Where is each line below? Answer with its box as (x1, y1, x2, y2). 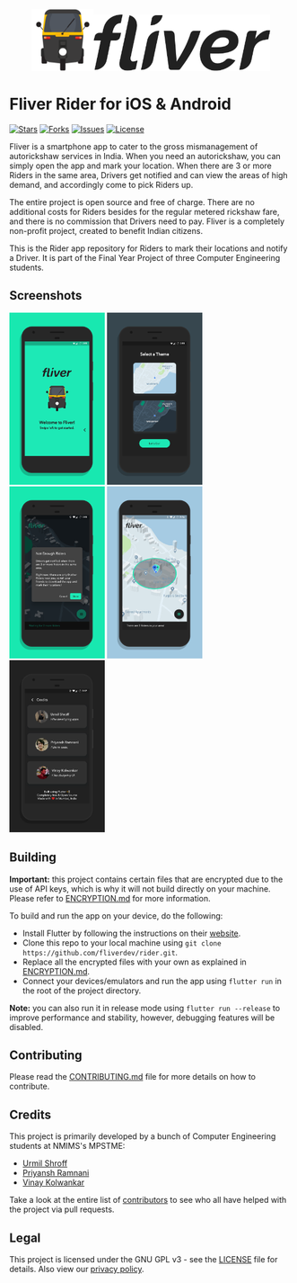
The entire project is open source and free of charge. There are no (9, 196, 256, 207)
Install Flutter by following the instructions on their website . (22, 928, 241, 938)
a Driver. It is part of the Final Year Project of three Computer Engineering (9, 252, 281, 263)
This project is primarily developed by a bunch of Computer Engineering (9, 1131, 276, 1142)
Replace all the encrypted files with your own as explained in (22, 956, 247, 967)
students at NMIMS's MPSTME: (9, 1141, 126, 1152)
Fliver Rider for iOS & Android (9, 94, 231, 114)
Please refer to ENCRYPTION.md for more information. (9, 893, 211, 903)
